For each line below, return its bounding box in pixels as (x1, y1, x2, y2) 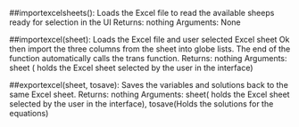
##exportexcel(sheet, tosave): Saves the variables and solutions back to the (9, 80, 288, 90)
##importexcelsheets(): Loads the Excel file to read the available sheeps (9, 8, 275, 18)
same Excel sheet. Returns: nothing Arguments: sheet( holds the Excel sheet (9, 89, 290, 99)
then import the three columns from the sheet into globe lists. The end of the (9, 44, 291, 54)
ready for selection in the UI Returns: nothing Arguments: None (9, 17, 241, 28)
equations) (9, 108, 49, 118)
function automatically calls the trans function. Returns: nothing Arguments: (9, 53, 287, 63)
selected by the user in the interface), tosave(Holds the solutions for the (9, 99, 274, 109)
